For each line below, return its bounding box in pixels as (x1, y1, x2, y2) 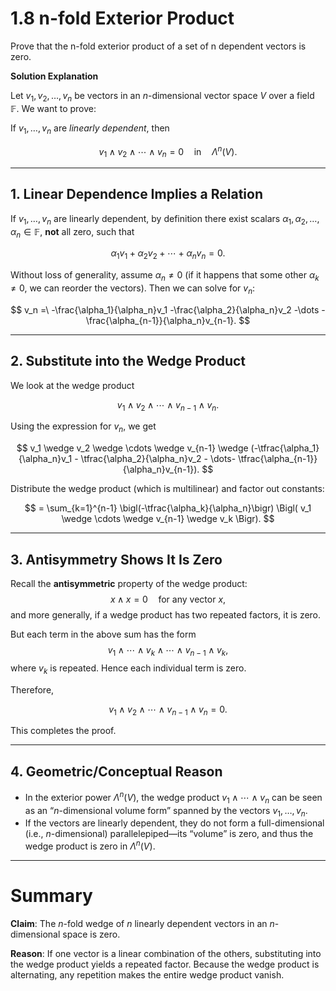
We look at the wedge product (10, 379, 135, 391)
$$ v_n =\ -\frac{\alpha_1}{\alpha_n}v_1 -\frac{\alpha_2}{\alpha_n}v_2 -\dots (10, 303, 320, 316)
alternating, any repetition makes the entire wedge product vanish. (10, 969, 285, 981)
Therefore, (10, 683, 55, 696)
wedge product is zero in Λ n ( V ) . (24, 838, 156, 852)
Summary (10, 885, 93, 907)
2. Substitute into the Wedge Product (10, 353, 247, 370)
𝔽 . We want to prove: (10, 102, 97, 114)
